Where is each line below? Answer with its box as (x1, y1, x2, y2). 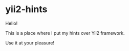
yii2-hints (5, 4, 48, 15)
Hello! (5, 20, 18, 26)
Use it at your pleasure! (5, 39, 55, 46)
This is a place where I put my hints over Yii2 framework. (5, 30, 125, 36)
